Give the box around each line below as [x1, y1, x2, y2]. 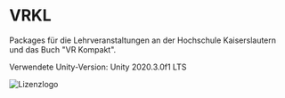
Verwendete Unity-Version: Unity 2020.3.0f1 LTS [9, 61, 187, 72]
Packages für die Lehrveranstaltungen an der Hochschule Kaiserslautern [9, 35, 277, 45]
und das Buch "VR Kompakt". [9, 44, 117, 54]
